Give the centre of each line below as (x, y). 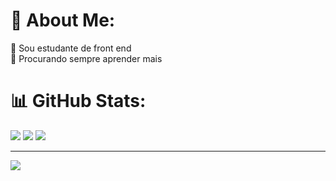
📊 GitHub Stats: (78, 101)
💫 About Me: (63, 20)
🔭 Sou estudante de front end (71, 48)
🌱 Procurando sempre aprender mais (86, 58)
